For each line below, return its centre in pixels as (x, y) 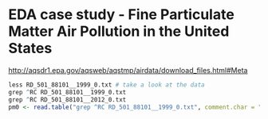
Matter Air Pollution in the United (119, 31)
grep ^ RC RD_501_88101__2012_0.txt (67, 100)
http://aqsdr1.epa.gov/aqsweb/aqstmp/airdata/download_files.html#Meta (128, 70)
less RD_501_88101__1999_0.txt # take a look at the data (106, 85)
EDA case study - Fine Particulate (122, 15)
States (30, 48)
